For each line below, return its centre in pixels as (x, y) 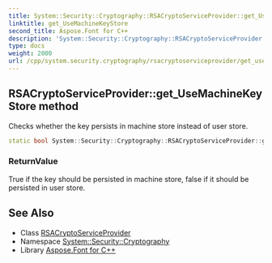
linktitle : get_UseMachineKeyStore (68, 23)
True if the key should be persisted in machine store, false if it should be (129, 179)
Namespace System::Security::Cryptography (95, 241)
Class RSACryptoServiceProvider (75, 232)
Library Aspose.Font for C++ (68, 250)
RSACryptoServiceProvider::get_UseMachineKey (136, 94)
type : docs (27, 46)
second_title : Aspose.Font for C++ (68, 31)
